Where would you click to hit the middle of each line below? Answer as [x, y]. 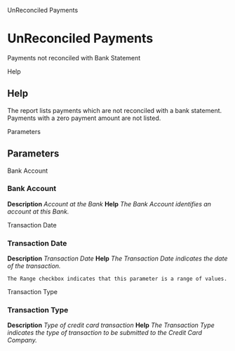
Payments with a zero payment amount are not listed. [84, 118]
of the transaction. [34, 266]
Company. [22, 340]
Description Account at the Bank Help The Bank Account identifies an [109, 204]
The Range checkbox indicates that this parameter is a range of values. [117, 279]
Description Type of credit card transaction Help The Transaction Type [111, 325]
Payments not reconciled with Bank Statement [74, 58]
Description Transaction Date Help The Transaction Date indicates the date [117, 258]
